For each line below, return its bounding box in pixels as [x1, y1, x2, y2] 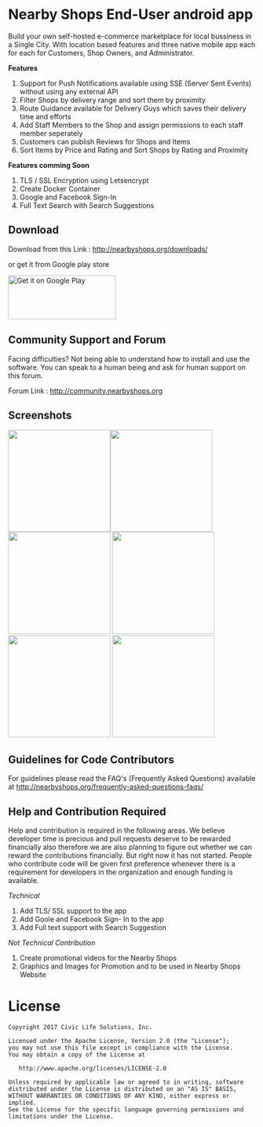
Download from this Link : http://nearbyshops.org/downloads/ [8, 244, 208, 253]
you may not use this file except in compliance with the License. [8, 1044, 234, 1052]
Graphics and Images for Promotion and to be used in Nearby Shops [19, 961, 241, 971]
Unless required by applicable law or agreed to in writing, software [8, 1078, 244, 1086]
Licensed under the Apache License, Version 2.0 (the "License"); [8, 1037, 230, 1045]
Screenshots [8, 408, 72, 421]
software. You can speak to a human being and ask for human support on [8, 363, 246, 372]
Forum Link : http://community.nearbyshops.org [8, 386, 163, 396]
